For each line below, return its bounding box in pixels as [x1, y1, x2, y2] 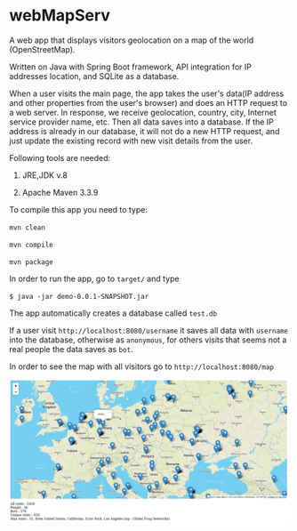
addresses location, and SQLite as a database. [9, 70, 180, 81]
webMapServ [9, 5, 111, 26]
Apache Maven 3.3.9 [21, 187, 99, 197]
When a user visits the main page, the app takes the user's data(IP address [9, 88, 285, 99]
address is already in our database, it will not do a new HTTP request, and [9, 125, 280, 136]
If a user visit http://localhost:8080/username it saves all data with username [9, 325, 289, 335]
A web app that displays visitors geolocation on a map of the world [9, 35, 254, 45]
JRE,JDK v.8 [21, 170, 68, 181]
